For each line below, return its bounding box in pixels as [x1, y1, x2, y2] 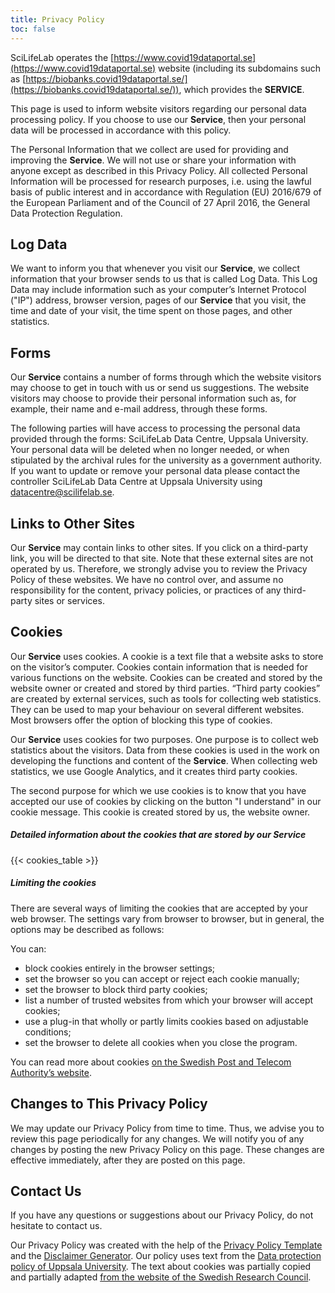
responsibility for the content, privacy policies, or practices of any [10, 584, 282, 596]
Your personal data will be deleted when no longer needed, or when [10, 444, 290, 456]
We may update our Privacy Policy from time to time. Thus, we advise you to [10, 1122, 325, 1134]
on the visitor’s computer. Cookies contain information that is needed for [10, 661, 308, 673]
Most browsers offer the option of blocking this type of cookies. [10, 714, 273, 726]
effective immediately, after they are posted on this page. [10, 1154, 246, 1166]
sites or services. [34, 594, 105, 606]
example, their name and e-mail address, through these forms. [10, 403, 268, 415]
